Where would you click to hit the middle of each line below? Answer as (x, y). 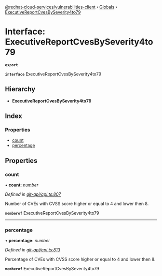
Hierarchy (20, 89)
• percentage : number (27, 241)
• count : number (22, 185)
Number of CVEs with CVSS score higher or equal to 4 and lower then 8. (77, 204)
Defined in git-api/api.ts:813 (33, 250)
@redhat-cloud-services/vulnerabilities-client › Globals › (61, 7)
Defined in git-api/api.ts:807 (33, 194)
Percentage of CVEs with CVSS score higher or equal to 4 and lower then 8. (80, 259)
